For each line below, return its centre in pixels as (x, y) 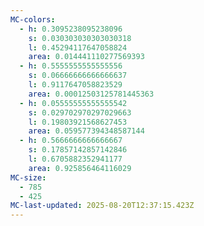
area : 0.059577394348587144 (86, 131)
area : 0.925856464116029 (80, 168)
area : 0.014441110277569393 (86, 57)
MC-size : (28, 177)
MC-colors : (33, 19)
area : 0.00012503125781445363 (91, 94)
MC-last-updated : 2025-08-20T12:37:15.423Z (102, 206)
